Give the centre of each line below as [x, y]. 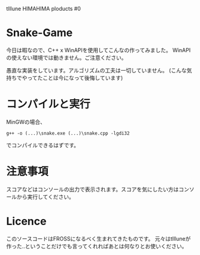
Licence [26, 221]
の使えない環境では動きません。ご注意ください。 [66, 57]
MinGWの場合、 [26, 122]
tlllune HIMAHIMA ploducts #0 [43, 9]
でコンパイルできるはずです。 [43, 145]
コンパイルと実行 [49, 104]
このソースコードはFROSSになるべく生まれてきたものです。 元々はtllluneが [99, 238]
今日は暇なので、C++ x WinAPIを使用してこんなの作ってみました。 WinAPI [99, 50]
